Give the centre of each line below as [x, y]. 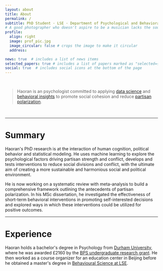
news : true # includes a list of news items [52, 59]
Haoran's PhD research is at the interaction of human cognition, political [77, 149]
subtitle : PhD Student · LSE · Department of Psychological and [71, 23]
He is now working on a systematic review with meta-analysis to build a [76, 184]
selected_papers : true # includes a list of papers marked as [69, 64]
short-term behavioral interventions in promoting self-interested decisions [79, 199]
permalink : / [18, 18]
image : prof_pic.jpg [30, 41]
